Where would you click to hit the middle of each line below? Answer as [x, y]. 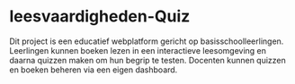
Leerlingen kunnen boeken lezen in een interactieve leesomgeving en [138, 50]
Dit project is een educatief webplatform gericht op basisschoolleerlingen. [147, 41]
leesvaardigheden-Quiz [100, 17]
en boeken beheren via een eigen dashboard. [94, 70]
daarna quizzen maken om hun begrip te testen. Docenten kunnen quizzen [147, 60]
